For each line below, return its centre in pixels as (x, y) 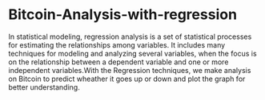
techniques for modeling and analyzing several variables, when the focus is (133, 53)
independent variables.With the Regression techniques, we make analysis (130, 70)
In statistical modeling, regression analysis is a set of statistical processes (130, 37)
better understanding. (44, 87)
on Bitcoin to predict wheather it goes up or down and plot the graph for (127, 79)
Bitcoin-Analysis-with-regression (123, 15)
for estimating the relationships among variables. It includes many (117, 44)
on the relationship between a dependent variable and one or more (118, 62)
